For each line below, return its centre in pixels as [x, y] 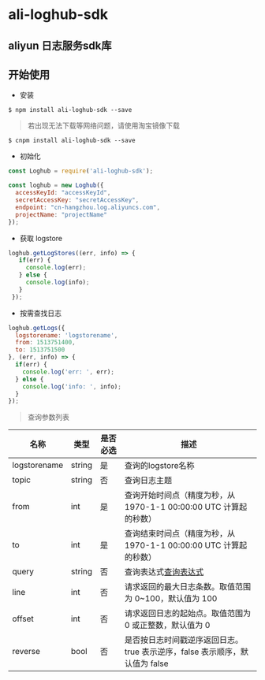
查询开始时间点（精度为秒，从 [180, 496]
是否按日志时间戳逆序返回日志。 [184, 640]
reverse [26, 652]
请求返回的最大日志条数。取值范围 [188, 587]
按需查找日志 [40, 313]
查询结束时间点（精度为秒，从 [180, 533]
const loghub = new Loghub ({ [56, 186]
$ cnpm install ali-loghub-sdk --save [72, 141]
